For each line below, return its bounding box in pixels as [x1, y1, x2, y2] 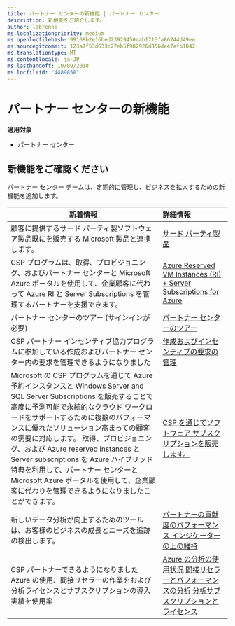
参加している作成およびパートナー [24, 347, 137, 357]
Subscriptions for [162, 287, 220, 297]
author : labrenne [7, 23, 58, 30]
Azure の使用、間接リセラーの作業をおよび [10, 576, 152, 585]
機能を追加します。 [7, 192, 62, 200]
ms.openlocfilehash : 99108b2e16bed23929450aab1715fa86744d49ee [7, 36, 196, 43]
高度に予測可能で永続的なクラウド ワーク [10, 402, 146, 412]
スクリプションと [162, 597, 219, 606]
